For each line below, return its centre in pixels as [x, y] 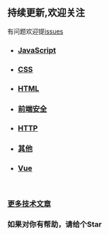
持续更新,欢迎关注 [46, 13]
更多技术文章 [29, 204]
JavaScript [37, 50]
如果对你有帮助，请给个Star [54, 224]
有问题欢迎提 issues [35, 31]
